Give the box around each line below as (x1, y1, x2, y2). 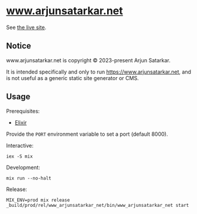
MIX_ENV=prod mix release (6, 197, 70, 203)
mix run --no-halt (6, 175, 51, 181)
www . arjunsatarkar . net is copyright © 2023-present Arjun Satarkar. (6, 56, 171, 63)
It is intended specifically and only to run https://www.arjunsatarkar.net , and (6, 68, 191, 75)
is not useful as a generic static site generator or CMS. (6, 74, 139, 81)
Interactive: (6, 142, 34, 149)
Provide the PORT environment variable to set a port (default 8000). (6, 130, 169, 138)
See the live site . (6, 24, 47, 31)
